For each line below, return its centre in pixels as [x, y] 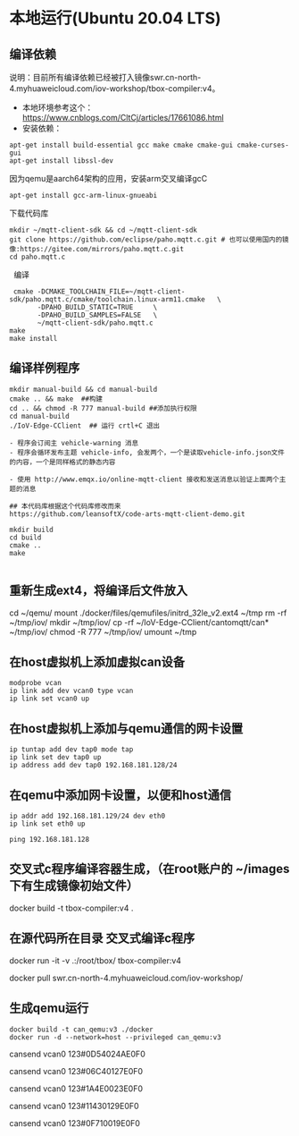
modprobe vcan [36, 683]
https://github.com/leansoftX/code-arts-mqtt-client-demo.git [127, 514]
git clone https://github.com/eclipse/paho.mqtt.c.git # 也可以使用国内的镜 [149, 240]
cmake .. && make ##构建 [56, 399]
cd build [25, 538]
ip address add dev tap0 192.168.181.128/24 [93, 766]
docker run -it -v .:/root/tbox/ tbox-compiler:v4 [95, 960]
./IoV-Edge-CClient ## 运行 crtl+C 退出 [85, 426]
